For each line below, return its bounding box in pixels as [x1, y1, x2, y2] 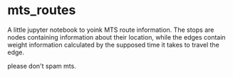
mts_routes [7, 2, 76, 18]
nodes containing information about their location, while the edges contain [7, 32, 226, 41]
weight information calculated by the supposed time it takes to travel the [7, 40, 219, 49]
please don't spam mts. [7, 61, 76, 70]
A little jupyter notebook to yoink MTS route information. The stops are [7, 25, 214, 34]
